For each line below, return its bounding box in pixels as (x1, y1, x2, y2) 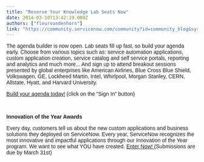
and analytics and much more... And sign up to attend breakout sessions (6, 61, 176, 68)
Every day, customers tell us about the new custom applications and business (6, 125, 189, 132)
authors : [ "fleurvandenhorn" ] (6, 20, 83, 26)
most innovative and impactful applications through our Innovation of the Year (6, 137, 188, 144)
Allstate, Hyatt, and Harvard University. (6, 79, 98, 86)
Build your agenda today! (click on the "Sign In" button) (6, 91, 135, 97)
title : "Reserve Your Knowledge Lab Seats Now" (6, 9, 129, 15)
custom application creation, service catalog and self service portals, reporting (6, 55, 189, 62)
